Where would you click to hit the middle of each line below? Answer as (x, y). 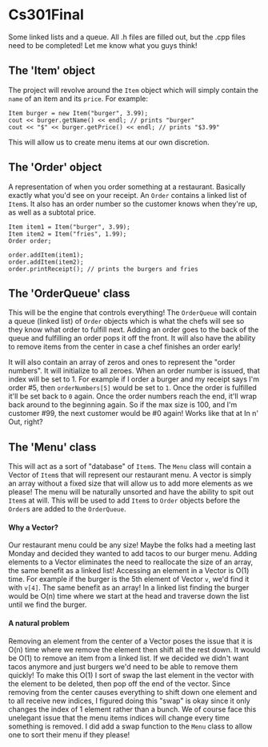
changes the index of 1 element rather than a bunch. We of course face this (132, 709)
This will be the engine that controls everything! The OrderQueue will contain (133, 313)
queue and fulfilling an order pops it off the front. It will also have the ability (132, 338)
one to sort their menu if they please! (69, 734)
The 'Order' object (55, 167)
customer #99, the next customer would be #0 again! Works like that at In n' (133, 414)
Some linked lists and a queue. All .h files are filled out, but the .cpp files (127, 37)
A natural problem (39, 623)
